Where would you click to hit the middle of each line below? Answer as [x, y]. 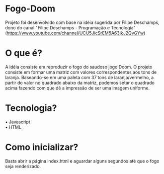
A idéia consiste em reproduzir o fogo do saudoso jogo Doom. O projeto [79, 67]
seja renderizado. [23, 166]
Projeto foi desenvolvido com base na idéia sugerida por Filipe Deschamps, [82, 22]
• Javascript [18, 122]
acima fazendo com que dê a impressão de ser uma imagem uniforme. [78, 88]
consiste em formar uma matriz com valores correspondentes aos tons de [81, 72]
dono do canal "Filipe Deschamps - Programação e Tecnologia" [70, 27]
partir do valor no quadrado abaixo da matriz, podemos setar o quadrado [80, 83]
